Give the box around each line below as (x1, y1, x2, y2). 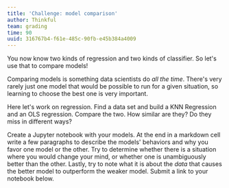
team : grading (7, 23, 48, 30)
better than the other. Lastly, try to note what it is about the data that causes (7, 160, 223, 168)
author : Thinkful (7, 16, 57, 23)
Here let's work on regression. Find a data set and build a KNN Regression (7, 103, 217, 111)
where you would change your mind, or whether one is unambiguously (7, 152, 207, 161)
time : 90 (7, 29, 32, 36)
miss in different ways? (7, 117, 73, 126)
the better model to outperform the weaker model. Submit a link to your (7, 167, 208, 176)
